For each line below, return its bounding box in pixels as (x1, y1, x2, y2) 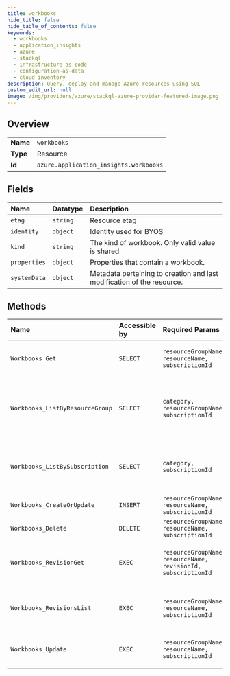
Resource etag (90, 215, 137, 225)
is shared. (90, 246, 122, 256)
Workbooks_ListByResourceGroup (10, 404, 113, 412)
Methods (7, 301, 47, 312)
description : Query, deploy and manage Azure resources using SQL (7, 80, 201, 87)
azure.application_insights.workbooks (36, 161, 164, 169)
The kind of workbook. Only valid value (90, 237, 216, 247)
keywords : (7, 29, 36, 36)
